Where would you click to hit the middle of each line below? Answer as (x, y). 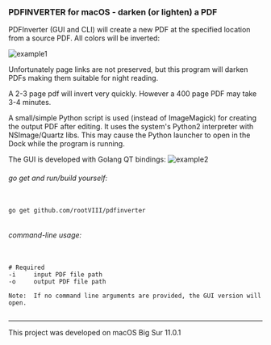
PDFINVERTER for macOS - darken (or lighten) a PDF (113, 12)
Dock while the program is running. (67, 144)
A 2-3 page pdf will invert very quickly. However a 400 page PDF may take (133, 94)
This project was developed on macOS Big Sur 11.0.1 (95, 332)
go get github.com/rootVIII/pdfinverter (77, 210)
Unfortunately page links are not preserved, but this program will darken (128, 69)
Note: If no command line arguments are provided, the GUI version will (135, 296)
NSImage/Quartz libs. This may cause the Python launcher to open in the (129, 135)
